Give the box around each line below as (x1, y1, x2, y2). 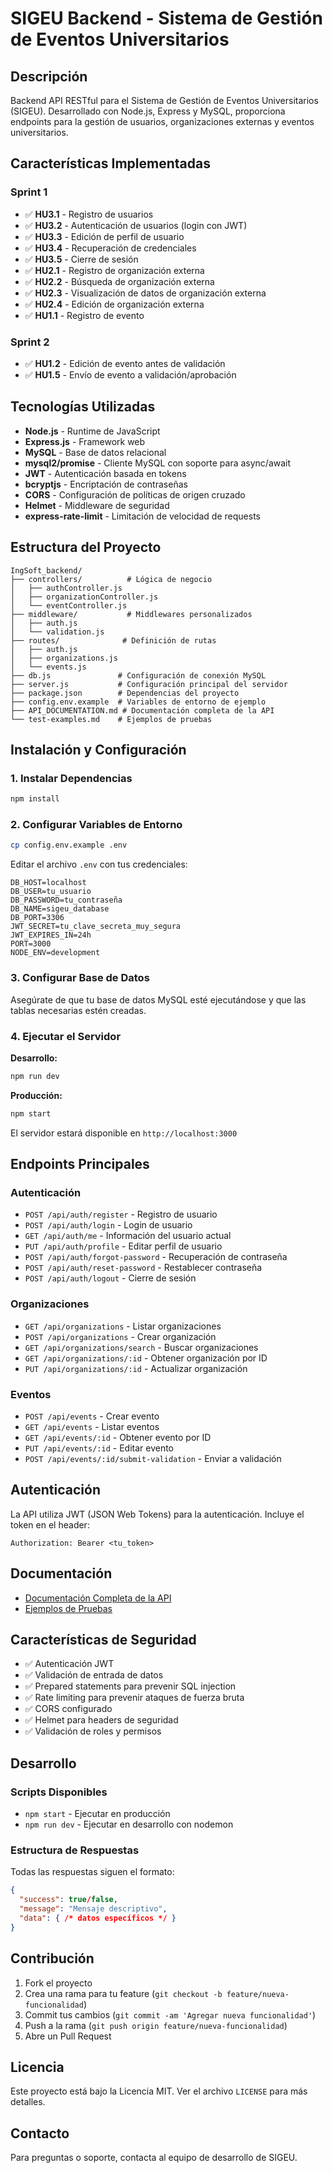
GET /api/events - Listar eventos (24, 1420, 160, 1432)
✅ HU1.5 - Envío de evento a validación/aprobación (24, 368, 237, 381)
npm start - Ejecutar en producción (24, 1808, 171, 1820)
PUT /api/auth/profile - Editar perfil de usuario (24, 1240, 223, 1252)
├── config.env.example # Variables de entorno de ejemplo (10, 697, 267, 707)
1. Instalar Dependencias (10, 771, 133, 785)
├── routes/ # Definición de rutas (10, 635, 217, 646)
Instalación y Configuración (10, 742, 187, 758)
